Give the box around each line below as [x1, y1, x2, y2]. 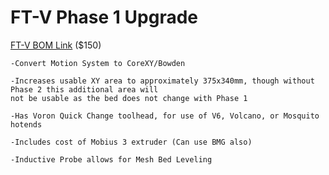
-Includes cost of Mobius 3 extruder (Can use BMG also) [10, 137, 253, 147]
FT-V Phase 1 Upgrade [10, 6, 199, 29]
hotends [10, 119, 43, 130]
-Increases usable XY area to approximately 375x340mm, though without [10, 76, 315, 86]
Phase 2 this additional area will [10, 84, 159, 95]
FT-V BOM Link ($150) [10, 39, 102, 51]
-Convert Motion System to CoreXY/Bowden [10, 58, 186, 68]
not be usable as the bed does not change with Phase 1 [10, 93, 248, 103]
